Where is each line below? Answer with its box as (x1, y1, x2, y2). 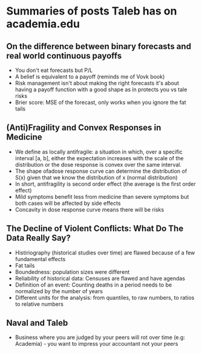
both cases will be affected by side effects (15, 199, 121, 207)
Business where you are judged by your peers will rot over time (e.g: (15, 334, 186, 341)
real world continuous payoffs (6, 50, 122, 61)
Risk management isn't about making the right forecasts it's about (15, 80, 180, 86)
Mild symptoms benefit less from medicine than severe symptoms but (15, 193, 189, 200)
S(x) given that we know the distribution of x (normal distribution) (15, 173, 178, 181)
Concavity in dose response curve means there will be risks (15, 206, 165, 213)
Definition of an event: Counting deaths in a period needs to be (15, 281, 172, 288)
